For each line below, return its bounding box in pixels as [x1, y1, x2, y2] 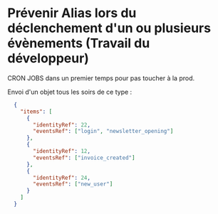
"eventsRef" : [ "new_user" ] [33, 181, 113, 188]
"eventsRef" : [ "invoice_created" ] [33, 154, 135, 161]
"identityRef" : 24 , [33, 174, 91, 181]
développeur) [7, 50, 89, 67]
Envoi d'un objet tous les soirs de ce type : [7, 87, 133, 96]
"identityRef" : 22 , [33, 121, 91, 129]
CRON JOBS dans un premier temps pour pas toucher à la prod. [7, 73, 194, 82]
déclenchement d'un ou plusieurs [7, 20, 212, 36]
